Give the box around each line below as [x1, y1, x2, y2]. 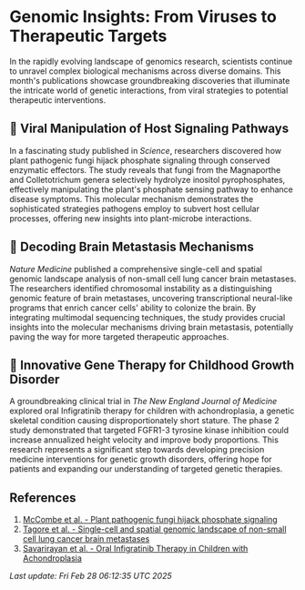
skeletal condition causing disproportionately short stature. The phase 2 [9, 415, 280, 426]
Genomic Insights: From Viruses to [9, 6, 278, 27]
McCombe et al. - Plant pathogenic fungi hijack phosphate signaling [22, 514, 278, 525]
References [9, 490, 76, 505]
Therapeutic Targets [9, 25, 168, 46]
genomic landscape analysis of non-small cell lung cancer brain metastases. [9, 273, 297, 284]
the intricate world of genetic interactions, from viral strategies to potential [9, 85, 289, 96]
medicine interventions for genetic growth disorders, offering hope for [9, 453, 272, 465]
